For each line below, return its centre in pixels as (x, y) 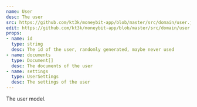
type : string (27, 44)
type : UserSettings (35, 77)
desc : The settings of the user (51, 82)
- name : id (19, 39)
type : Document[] (33, 60)
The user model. (26, 99)
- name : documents (28, 55)
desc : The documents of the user (52, 66)
